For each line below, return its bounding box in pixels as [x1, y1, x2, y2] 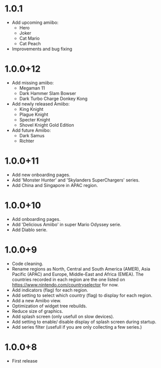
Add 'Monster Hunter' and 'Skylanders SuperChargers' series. [11, 177, 140, 183]
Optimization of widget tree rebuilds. [11, 303, 87, 309]
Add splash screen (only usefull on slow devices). [11, 313, 114, 319]
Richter [19, 138, 34, 144]
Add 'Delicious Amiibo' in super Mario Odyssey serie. [11, 221, 122, 227]
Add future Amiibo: [11, 127, 51, 133]
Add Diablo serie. [11, 227, 48, 233]
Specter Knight [19, 116, 50, 122]
